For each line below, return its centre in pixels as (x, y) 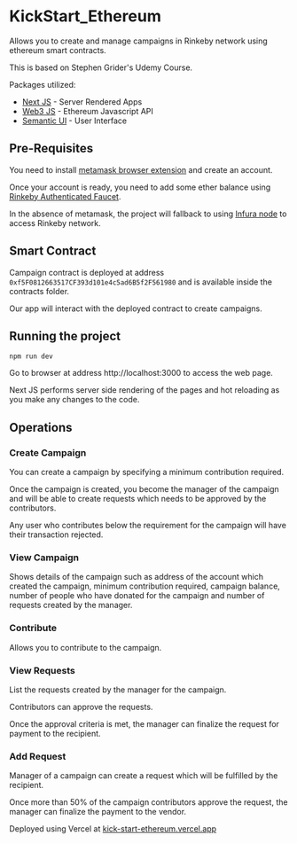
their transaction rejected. (56, 535)
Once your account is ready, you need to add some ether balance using (140, 187)
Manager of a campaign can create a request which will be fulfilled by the (144, 776)
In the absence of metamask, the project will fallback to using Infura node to (148, 214)
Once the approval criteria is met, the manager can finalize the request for (144, 723)
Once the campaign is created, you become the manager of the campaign (144, 489)
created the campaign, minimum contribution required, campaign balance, (145, 586)
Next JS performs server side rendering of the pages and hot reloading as (145, 390)
